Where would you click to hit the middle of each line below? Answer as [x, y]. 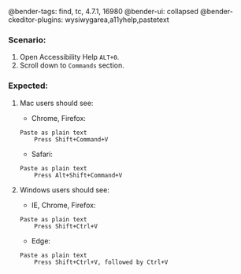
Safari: [42, 154]
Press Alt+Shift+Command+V [78, 175]
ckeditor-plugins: [36, 20]
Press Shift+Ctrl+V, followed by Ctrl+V [101, 262]
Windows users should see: [65, 190]
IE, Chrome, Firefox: [63, 205]
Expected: [28, 86]
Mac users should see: [56, 103]
